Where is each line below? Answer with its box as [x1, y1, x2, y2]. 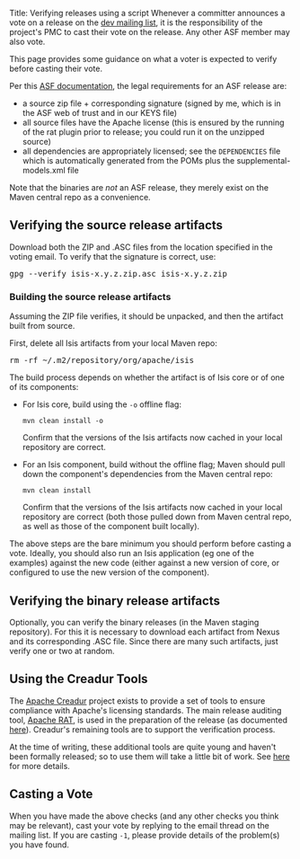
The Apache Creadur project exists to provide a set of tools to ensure [9, 695, 266, 706]
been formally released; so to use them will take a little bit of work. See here [9, 750, 290, 762]
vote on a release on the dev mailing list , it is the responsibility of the [9, 17, 263, 28]
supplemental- [236, 155, 291, 165]
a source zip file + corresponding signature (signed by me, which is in [22, 98, 281, 109]
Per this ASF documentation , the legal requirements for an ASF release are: [9, 81, 287, 91]
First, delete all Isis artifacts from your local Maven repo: [9, 338, 217, 349]
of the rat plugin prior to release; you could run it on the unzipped [22, 127, 265, 137]
